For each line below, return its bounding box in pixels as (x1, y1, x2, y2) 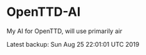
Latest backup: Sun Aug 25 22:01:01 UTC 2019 (6, 40, 140, 48)
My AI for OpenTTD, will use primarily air (6, 27, 122, 35)
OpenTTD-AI (6, 4, 81, 20)
